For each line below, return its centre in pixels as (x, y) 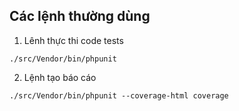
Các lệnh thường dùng (80, 16)
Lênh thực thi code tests (73, 40)
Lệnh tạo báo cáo (60, 77)
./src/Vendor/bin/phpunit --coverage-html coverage (119, 95)
